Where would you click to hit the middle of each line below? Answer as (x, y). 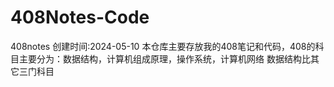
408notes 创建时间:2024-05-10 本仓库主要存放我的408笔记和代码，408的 (163, 46)
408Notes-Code (80, 17)
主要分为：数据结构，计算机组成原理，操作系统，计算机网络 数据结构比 (164, 58)
